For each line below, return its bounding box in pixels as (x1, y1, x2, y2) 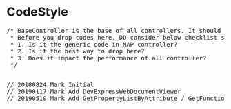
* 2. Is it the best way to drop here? (10, 47, 145, 55)
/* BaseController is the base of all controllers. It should (6, 27, 221, 34)
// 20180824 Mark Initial (6, 80, 94, 88)
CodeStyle (6, 4, 68, 20)
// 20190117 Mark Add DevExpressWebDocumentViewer (6, 87, 181, 95)
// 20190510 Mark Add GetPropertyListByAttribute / (6, 94, 185, 102)
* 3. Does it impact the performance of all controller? (10, 54, 207, 62)
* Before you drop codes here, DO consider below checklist (10, 34, 218, 41)
